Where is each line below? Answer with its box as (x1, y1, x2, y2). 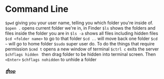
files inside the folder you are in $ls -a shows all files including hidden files (5, 30, 159, 36)
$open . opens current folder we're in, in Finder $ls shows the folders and (5, 25, 156, 31)
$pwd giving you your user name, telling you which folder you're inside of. (5, 20, 154, 26)
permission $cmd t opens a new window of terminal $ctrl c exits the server (5, 46, 159, 52)
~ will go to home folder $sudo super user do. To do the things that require (5, 40, 155, 46)
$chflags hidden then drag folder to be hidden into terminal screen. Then (5, 51, 156, 57)
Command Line (5, 3, 69, 15)
